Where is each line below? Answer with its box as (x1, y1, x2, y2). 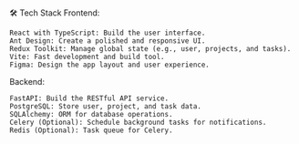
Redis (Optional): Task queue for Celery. (9, 126, 173, 135)
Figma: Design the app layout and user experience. (9, 60, 210, 69)
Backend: (9, 77, 46, 87)
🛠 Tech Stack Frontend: (9, 7, 100, 18)
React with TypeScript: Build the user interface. (9, 28, 206, 37)
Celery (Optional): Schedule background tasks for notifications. (9, 118, 267, 127)
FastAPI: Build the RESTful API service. (9, 94, 170, 103)
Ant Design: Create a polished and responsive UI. (9, 36, 206, 46)
